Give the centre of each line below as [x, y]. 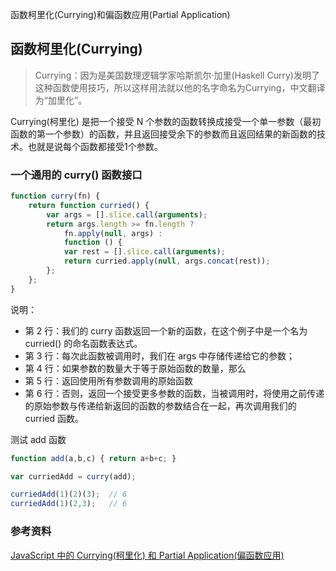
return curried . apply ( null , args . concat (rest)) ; [167, 261]
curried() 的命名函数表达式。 [83, 343]
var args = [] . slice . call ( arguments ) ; [127, 214]
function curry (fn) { [55, 196]
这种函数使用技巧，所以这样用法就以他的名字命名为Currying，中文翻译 [180, 87]
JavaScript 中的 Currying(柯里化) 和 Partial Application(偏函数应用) [147, 555]
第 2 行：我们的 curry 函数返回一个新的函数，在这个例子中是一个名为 [166, 330]
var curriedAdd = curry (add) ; [73, 476]
